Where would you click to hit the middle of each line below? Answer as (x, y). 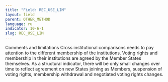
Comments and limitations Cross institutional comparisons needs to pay (79, 48)
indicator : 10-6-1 (24, 29)
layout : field (20, 15)
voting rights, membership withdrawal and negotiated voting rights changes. (84, 74)
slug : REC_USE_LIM (24, 33)
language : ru (19, 24)
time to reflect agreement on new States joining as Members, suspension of (84, 69)
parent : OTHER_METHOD (28, 19)
